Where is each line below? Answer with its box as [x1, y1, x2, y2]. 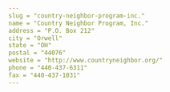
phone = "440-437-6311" [8, 64, 88, 72]
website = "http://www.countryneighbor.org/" [8, 57, 163, 65]
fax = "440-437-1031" [8, 71, 81, 79]
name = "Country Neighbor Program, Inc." [8, 19, 149, 27]
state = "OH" [8, 42, 52, 50]
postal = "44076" [8, 49, 67, 57]
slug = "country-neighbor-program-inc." [8, 11, 146, 20]
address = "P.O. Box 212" [8, 26, 95, 34]
